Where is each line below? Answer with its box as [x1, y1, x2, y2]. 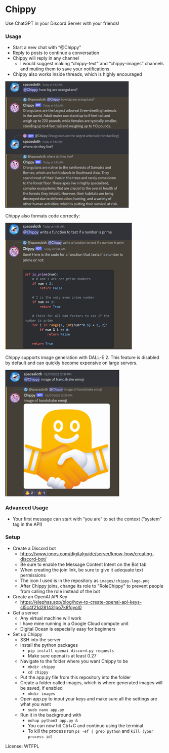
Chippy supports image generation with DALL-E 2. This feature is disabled [5, 355, 159, 361]
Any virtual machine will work [20, 615, 82, 621]
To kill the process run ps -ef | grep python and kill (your [27, 728, 154, 734]
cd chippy [27, 670, 49, 675]
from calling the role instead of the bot [20, 588, 100, 594]
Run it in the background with [20, 712, 82, 718]
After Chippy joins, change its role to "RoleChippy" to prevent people [20, 583, 163, 589]
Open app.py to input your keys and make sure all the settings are [20, 695, 158, 701]
